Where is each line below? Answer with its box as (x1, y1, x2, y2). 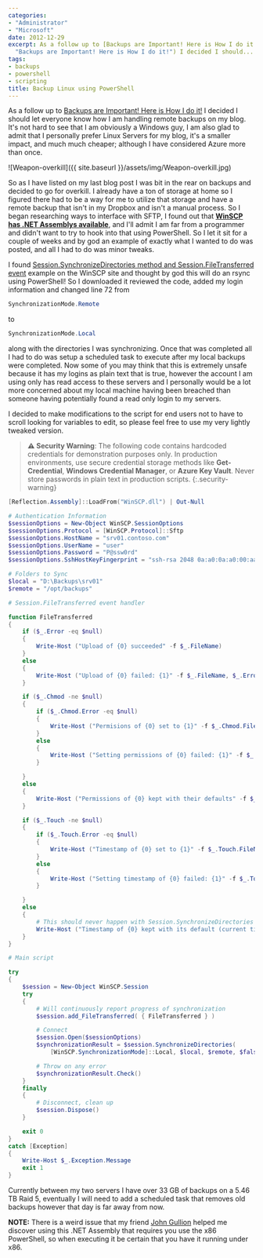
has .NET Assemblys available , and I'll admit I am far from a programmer (8, 220, 245, 229)
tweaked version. (8, 426, 64, 436)
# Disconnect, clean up (36, 1099, 113, 1107)
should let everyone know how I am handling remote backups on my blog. (8, 115, 247, 124)
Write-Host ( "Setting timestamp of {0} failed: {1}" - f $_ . (49, 875, 250, 883)
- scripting (8, 77, 47, 85)
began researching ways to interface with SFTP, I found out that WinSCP (8, 211, 243, 221)
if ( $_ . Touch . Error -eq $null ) (36, 831, 139, 839)
